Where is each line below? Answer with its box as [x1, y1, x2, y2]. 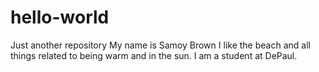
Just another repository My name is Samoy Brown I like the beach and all [10, 39, 311, 51]
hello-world [10, 6, 110, 29]
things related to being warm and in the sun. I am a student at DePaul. [10, 49, 298, 61]
